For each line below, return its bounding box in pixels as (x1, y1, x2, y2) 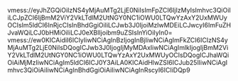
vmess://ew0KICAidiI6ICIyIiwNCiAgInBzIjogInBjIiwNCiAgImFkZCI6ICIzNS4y (7, 36, 229, 44)
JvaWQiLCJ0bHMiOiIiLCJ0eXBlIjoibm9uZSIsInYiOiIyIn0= (7, 28, 173, 37)
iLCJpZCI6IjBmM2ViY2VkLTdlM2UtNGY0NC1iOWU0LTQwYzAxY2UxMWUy (7, 13, 227, 22)
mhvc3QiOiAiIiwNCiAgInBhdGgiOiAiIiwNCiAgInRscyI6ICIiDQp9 (7, 66, 190, 74)
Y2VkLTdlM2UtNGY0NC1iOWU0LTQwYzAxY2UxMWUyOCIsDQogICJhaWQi (7, 51, 229, 59)
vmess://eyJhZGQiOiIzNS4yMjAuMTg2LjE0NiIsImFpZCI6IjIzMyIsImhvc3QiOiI (7, 6, 231, 14)
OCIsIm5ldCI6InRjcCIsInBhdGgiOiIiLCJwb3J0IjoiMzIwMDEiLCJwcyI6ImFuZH (7, 21, 232, 29)
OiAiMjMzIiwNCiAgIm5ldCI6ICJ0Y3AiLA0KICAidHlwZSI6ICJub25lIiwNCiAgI (7, 58, 228, 66)
